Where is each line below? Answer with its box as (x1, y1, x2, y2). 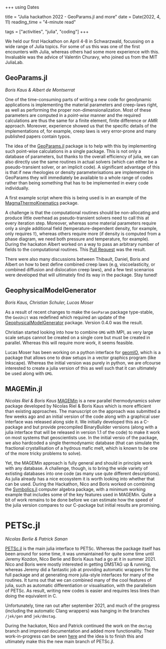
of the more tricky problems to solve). (5, 451, 82, 457)
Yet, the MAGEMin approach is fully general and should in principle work (5, 460, 153, 466)
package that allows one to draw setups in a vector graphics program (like (5, 354, 157, 360)
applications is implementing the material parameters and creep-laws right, (5, 102, 158, 108)
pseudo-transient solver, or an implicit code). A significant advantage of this (5, 164, 160, 170)
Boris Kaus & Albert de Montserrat (5, 87, 75, 93)
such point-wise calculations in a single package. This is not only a (5, 148, 141, 154)
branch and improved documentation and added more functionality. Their (5, 628, 155, 634)
